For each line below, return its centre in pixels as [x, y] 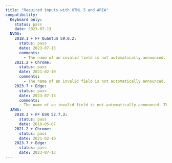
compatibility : [21, 15]
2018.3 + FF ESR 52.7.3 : [41, 115]
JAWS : [16, 110]
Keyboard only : [26, 19]
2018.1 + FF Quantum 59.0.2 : [46, 39]
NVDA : [16, 34]
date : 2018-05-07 [37, 124]
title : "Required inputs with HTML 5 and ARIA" [57, 10]
